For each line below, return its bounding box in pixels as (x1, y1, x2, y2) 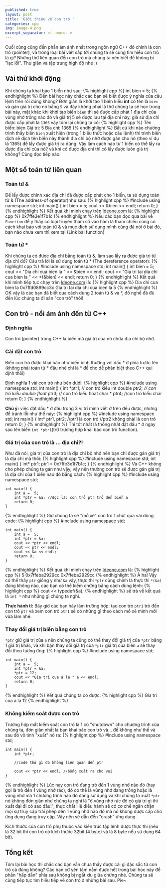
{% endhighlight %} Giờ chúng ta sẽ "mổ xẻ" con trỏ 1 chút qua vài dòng (5, 513, 154, 519)
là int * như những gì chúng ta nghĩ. (5, 593, 81, 599)
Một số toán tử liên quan (5, 165, 82, 174)
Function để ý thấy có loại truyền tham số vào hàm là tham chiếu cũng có (5, 218, 156, 224)
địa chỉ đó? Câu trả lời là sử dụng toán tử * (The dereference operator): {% (5, 258, 158, 264)
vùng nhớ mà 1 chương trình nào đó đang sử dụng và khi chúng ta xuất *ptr (5, 792, 161, 798)
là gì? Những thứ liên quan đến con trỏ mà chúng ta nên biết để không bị (5, 55, 154, 60)
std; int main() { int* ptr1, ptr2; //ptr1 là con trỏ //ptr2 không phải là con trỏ (5, 416, 156, 422)
